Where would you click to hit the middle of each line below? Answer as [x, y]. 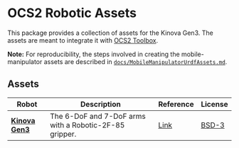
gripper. [63, 134]
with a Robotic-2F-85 [87, 125]
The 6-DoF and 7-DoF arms [97, 116]
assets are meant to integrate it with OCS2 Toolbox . [83, 40]
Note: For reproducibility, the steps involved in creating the [94, 54]
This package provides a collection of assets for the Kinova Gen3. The [110, 33]
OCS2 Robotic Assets [72, 13]
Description [101, 104]
